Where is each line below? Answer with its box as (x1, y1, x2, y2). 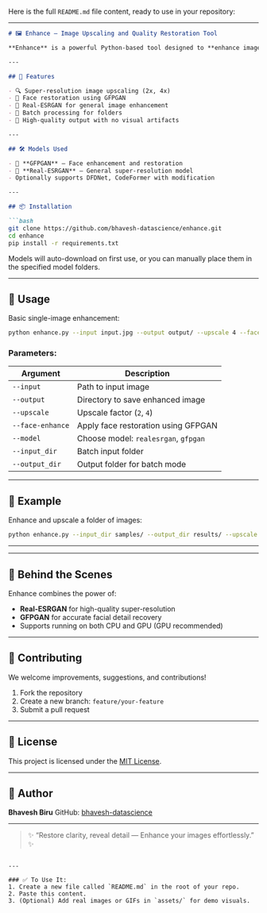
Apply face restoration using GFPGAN (76, 420, 219, 431)
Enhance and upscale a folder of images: (8, 515, 143, 525)
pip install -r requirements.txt (8, 239, 119, 247)
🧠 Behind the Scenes (8, 568, 113, 581)
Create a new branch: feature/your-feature (19, 696, 164, 706)
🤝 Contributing (8, 651, 83, 665)
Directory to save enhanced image (76, 395, 206, 406)
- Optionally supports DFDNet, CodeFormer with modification (8, 174, 215, 182)
